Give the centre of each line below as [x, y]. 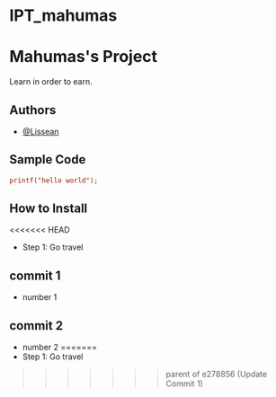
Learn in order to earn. [51, 82]
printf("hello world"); [54, 181]
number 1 [40, 297]
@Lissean [40, 131]
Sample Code [48, 159]
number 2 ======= [59, 348]
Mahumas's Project [84, 57]
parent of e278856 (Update [217, 375]
